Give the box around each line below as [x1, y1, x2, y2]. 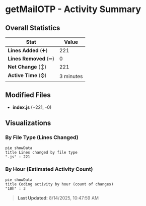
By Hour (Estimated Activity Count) [5, 166, 93, 173]
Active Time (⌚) [8, 72, 47, 79]
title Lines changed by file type [5, 150, 78, 155]
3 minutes [59, 73, 83, 80]
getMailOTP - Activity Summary [5, 4, 141, 15]
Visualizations [5, 119, 51, 127]
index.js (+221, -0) [12, 104, 52, 110]
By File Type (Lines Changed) [5, 134, 79, 141]
